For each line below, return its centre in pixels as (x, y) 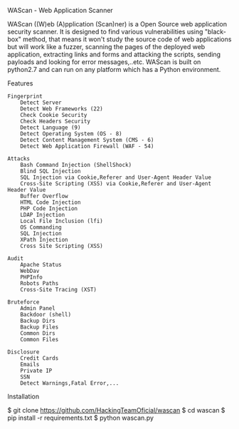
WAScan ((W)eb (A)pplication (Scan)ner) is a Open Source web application (117, 24)
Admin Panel (38, 309)
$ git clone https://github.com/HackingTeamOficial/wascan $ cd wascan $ (116, 410)
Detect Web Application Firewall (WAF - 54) (87, 146)
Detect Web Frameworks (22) (62, 109)
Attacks (19, 159)
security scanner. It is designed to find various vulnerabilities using (105, 32)
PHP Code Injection (49, 209)
